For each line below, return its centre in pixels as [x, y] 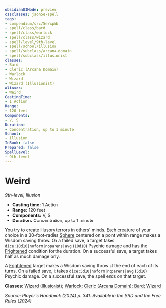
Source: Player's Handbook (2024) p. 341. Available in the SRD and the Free [83, 295]
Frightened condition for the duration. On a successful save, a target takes [81, 251]
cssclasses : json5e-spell [32, 14]
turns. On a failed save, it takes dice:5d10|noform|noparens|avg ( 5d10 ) [76, 271]
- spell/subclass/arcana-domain [38, 51]
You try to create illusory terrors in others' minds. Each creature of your [78, 230]
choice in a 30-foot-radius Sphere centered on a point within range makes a [83, 235]
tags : [11, 19]
